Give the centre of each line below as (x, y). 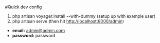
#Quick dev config (24, 7)
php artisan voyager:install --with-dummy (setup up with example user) (84, 16)
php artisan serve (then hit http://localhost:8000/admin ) (68, 21)
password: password (34, 36)
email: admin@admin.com (38, 30)
